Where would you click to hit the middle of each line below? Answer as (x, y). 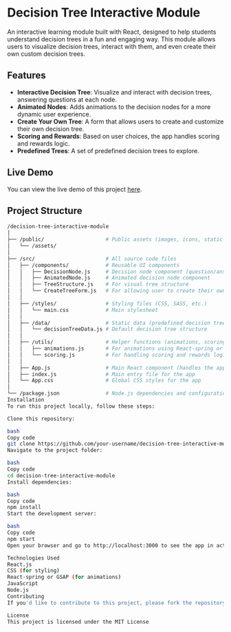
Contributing (26, 596)
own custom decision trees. (46, 54)
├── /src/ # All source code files (92, 259)
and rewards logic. (43, 144)
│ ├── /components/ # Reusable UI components (93, 265)
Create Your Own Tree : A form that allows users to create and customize (120, 121)
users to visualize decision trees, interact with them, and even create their (112, 46)
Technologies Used (33, 558)
